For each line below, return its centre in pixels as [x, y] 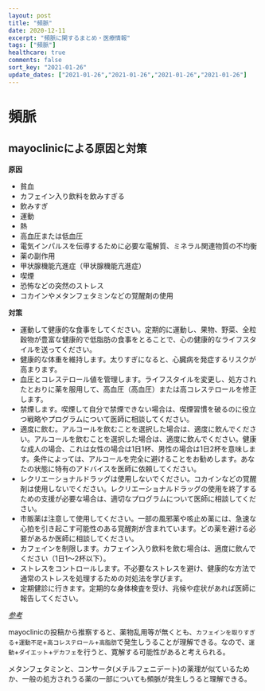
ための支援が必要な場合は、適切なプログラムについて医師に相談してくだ [138, 498]
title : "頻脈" [31, 23]
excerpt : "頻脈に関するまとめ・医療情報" [70, 38]
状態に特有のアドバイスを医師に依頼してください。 [117, 468]
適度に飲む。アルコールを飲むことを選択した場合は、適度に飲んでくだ [134, 429]
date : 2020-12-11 [37, 30]
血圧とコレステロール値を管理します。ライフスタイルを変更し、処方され [138, 379]
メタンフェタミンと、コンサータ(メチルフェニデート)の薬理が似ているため [129, 669]
